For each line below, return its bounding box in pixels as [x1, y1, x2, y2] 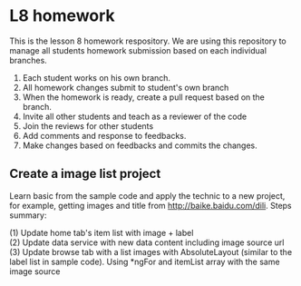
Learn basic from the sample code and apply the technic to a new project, [9, 190, 286, 201]
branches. [9, 54, 47, 65]
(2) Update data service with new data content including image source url [9, 237, 285, 248]
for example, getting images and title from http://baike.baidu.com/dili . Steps [9, 200, 292, 211]
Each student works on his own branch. [22, 72, 170, 83]
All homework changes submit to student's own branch [22, 82, 229, 93]
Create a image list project [9, 166, 161, 182]
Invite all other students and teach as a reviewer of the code [22, 111, 248, 122]
